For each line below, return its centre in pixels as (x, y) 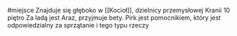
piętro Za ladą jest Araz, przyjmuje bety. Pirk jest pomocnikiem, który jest (114, 18)
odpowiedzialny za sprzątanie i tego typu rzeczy (78, 25)
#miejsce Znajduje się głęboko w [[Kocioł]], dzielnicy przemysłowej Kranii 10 (119, 10)
